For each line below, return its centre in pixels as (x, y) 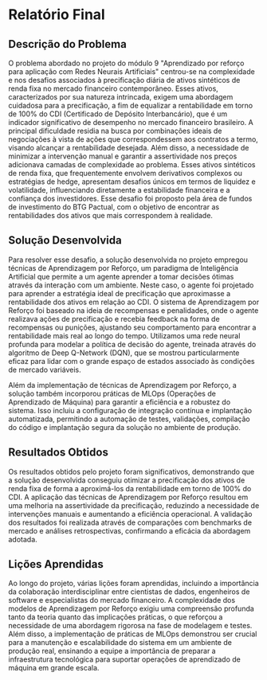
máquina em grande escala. (54, 668)
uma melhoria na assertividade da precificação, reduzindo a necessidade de (134, 505)
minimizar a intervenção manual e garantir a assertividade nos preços (123, 156)
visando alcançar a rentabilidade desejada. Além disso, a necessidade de (129, 148)
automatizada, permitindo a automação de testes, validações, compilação (130, 419)
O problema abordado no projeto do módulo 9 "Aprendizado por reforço (126, 63)
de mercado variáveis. (45, 369)
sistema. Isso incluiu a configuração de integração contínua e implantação (130, 410)
